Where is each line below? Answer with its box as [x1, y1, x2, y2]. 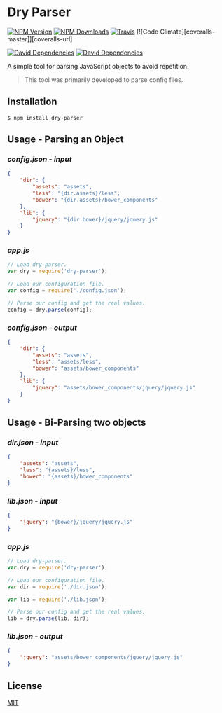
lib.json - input [7, 496, 58, 506]
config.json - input [7, 155, 72, 165]
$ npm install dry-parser [7, 114, 83, 121]
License [7, 680, 43, 692]
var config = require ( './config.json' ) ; [7, 287, 127, 294]
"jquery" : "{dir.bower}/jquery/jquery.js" [32, 216, 158, 223]
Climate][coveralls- [160, 27, 216, 36]
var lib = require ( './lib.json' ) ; [7, 596, 109, 603]
